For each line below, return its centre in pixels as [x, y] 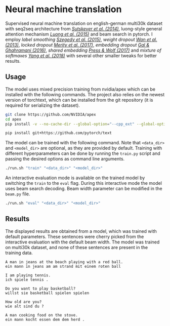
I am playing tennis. [28, 275]
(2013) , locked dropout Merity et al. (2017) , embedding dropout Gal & [77, 45]
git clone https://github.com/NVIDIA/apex [51, 114]
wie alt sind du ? [25, 306]
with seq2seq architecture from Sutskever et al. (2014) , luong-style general [84, 28]
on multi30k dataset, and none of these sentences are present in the [77, 247]
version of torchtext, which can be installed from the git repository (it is [79, 100]
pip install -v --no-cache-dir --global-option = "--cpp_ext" [70, 124]
